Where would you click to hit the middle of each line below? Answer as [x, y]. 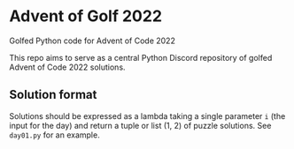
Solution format [53, 95]
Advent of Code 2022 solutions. [67, 67]
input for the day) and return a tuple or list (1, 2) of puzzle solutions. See [140, 125]
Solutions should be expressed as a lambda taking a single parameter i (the [147, 115]
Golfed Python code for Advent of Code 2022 [92, 41]
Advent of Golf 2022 [85, 16]
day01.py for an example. [54, 135]
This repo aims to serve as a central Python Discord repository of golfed [141, 57]
